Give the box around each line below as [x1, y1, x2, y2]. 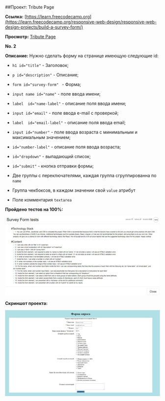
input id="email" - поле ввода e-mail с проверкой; [12, 110, 119, 116]
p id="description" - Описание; [12, 72, 79, 78]
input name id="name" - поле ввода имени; [12, 91, 101, 97]
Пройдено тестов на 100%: [5, 206, 63, 212]
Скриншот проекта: [5, 300, 48, 306]
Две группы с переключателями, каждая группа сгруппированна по [12, 172, 157, 178]
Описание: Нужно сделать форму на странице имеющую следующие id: [5, 53, 159, 59]
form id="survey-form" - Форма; [12, 81, 82, 87]
